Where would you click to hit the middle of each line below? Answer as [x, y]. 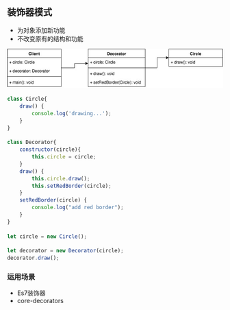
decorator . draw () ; [33, 258]
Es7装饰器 [31, 293]
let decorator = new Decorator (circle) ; [66, 251]
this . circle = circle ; [64, 157]
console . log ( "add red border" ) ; [78, 208]
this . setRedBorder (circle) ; [72, 186]
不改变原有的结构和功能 [50, 38]
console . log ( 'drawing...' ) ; [72, 113]
